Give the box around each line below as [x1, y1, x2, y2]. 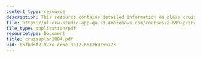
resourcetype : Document [6, 31, 66, 37]
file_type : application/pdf [6, 25, 77, 31]
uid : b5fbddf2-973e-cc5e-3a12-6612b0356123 [6, 42, 117, 48]
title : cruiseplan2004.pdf [6, 36, 74, 42]
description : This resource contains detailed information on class [6, 14, 181, 20]
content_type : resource [6, 8, 66, 15]
